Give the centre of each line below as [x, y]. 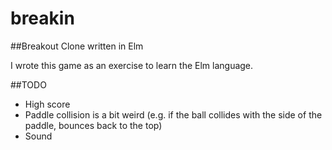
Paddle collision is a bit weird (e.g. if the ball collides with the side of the [173, 114]
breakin [42, 18]
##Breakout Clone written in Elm [77, 46]
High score [47, 104]
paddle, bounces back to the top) [93, 125]
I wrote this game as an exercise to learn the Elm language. [132, 65]
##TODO [28, 84]
